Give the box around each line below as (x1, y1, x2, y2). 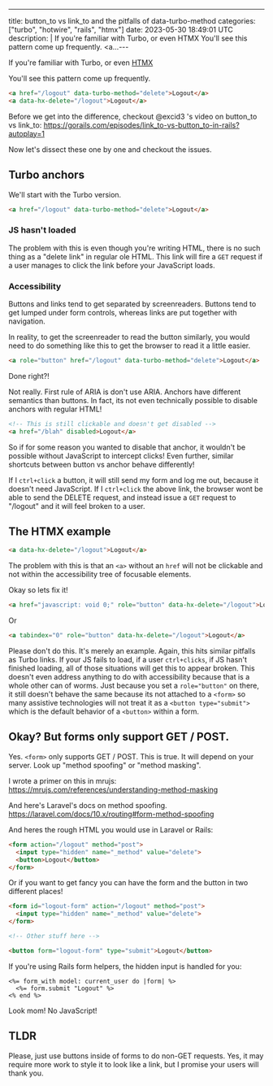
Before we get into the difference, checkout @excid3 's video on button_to (8, 111, 258, 121)
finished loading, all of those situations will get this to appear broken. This (8, 663, 255, 673)
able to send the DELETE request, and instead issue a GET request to (8, 493, 236, 502)
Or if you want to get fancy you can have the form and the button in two (8, 878, 249, 888)
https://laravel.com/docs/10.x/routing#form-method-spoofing (8, 809, 214, 819)
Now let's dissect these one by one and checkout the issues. (8, 144, 212, 154)
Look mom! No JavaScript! (8, 1006, 97, 1015)
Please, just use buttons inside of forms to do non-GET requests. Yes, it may (8, 1050, 264, 1061)
